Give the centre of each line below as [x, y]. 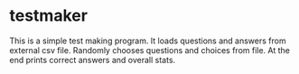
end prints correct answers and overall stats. [93, 60]
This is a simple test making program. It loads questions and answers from [148, 41]
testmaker [49, 16]
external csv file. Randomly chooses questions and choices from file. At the [150, 50]
